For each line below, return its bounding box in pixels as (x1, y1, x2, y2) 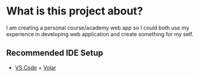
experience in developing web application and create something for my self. (6, 30, 194, 37)
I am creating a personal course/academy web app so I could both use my (6, 24, 190, 31)
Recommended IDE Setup (6, 48, 104, 58)
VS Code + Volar (14, 64, 56, 71)
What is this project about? (6, 4, 143, 18)
